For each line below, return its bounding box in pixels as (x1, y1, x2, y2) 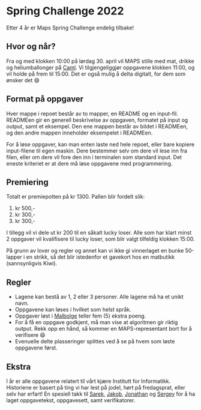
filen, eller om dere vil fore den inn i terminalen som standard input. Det (6, 153, 182, 160)
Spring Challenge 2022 (6, 4, 124, 18)
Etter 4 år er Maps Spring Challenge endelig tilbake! (6, 24, 134, 31)
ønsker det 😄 (6, 76, 40, 83)
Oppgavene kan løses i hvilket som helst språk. (14, 306, 132, 313)
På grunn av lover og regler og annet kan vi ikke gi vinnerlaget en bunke (6, 247, 184, 255)
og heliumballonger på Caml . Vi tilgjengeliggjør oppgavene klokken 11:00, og (6, 64, 195, 71)
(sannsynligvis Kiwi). (6, 260, 58, 267)
